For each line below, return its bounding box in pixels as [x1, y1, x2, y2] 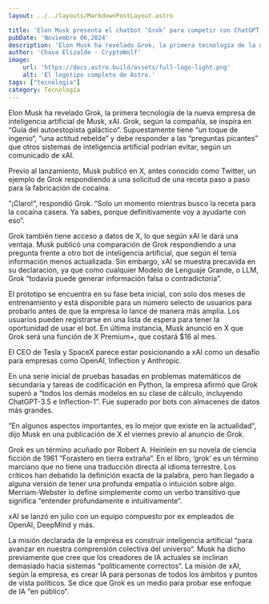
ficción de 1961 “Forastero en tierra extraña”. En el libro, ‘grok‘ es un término [8, 453, 259, 463]
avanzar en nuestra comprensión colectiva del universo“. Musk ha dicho [8, 544, 246, 554]
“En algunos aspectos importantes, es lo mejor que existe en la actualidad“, [8, 421, 257, 430]
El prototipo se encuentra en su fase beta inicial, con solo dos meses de [8, 289, 246, 299]
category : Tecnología [8, 86, 81, 94]
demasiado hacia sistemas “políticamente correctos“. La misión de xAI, [8, 561, 242, 570]
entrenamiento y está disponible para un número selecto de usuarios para [8, 297, 252, 307]
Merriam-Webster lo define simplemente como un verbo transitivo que [8, 487, 241, 497]
